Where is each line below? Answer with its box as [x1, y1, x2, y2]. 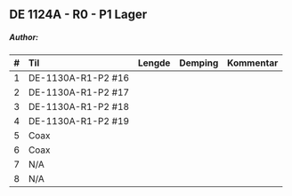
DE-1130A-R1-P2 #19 [28, 115, 130, 128]
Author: [9, 31, 39, 43]
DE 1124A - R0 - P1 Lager [9, 7, 148, 22]
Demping [179, 57, 219, 69]
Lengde [137, 57, 171, 69]
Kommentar [226, 57, 279, 69]
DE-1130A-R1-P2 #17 [28, 86, 130, 98]
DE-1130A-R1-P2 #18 [28, 101, 130, 114]
